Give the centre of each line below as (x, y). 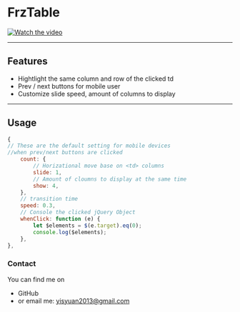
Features (27, 61)
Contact (22, 263)
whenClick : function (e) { (60, 219)
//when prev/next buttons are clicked (65, 153)
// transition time (49, 199)
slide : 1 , (47, 172)
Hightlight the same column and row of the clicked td (95, 79)
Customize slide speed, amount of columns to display (97, 94)
